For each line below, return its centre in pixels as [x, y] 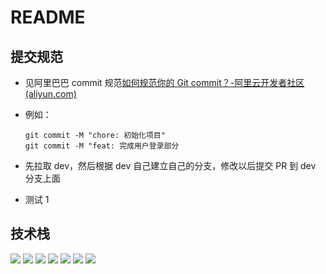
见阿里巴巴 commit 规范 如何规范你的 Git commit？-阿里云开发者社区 [164, 82]
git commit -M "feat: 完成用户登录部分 [102, 146]
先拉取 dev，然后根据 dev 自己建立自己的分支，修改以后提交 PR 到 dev [170, 165]
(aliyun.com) [50, 94]
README [48, 17]
